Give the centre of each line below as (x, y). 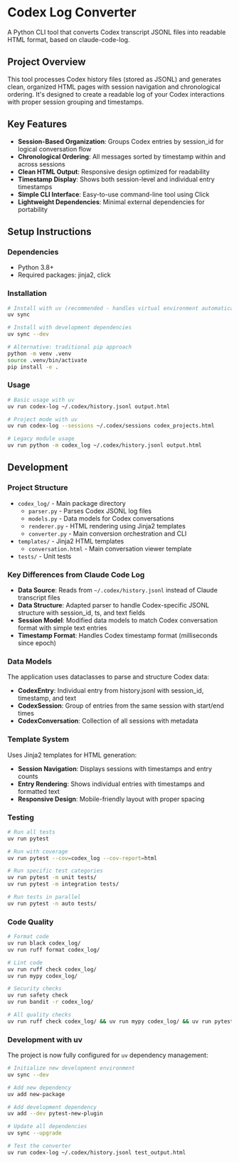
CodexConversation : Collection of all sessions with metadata (108, 721)
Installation (27, 294)
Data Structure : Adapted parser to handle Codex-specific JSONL (113, 605)
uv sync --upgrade (34, 1133)
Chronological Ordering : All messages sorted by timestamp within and (122, 156)
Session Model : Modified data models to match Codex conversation (118, 620)
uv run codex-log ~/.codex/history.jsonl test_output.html (97, 1152)
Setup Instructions (49, 232)
